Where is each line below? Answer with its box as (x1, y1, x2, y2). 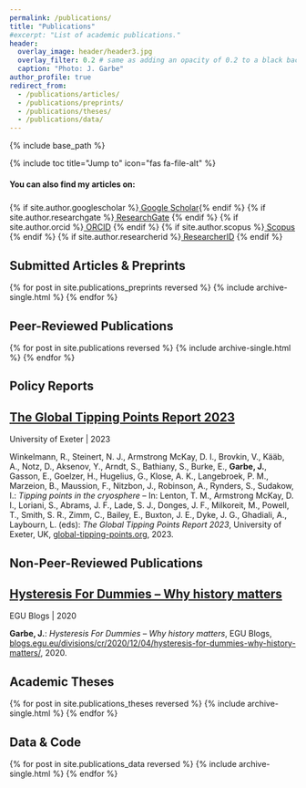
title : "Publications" (9, 22, 96, 31)
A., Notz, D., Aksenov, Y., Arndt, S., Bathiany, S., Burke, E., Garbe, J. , (9, 461, 267, 472)
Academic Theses (9, 674, 115, 689)
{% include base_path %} (9, 140, 106, 151)
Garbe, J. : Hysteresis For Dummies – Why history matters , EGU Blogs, (9, 628, 272, 639)
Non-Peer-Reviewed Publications (9, 555, 203, 571)
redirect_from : (9, 81, 67, 90)
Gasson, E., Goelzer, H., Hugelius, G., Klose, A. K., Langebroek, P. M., (9, 471, 269, 482)
